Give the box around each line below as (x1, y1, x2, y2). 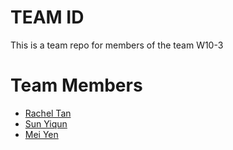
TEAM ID (10, 6, 85, 29)
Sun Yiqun (24, 117, 68, 130)
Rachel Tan (24, 107, 72, 119)
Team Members (10, 74, 143, 97)
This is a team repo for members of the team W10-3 (10, 39, 224, 51)
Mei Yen (24, 128, 59, 140)
